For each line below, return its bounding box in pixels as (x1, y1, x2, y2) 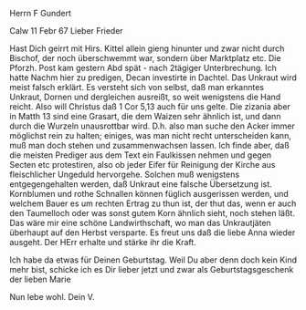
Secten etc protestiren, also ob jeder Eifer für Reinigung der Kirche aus (9, 160, 276, 170)
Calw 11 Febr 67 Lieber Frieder (9, 26, 123, 36)
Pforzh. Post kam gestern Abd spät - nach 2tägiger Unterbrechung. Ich (9, 63, 277, 73)
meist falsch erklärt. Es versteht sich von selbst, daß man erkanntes (9, 82, 265, 92)
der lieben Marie (9, 274, 71, 284)
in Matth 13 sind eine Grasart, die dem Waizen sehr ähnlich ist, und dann (9, 111, 281, 121)
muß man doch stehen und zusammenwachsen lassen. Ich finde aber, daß (9, 140, 290, 150)
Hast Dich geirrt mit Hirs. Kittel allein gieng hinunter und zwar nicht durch (9, 43, 285, 54)
